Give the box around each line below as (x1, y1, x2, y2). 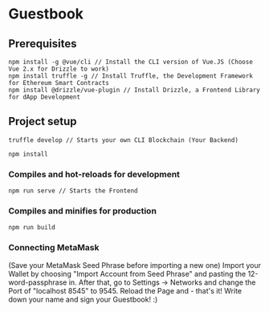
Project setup (8, 115, 78, 128)
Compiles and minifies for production (8, 205, 157, 217)
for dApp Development (8, 93, 81, 101)
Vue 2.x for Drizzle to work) (8, 65, 110, 73)
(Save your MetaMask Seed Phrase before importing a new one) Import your (8, 260, 261, 269)
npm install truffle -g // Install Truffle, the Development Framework (8, 72, 253, 80)
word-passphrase (8, 278, 67, 287)
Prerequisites (8, 37, 77, 51)
